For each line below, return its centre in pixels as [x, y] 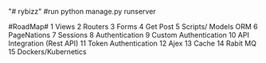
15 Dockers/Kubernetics [47, 52]
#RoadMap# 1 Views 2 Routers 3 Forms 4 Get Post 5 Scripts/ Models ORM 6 [133, 26]
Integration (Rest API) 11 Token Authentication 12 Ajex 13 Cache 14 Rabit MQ [133, 43]
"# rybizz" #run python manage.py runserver [82, 11]
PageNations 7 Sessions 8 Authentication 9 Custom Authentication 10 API [129, 35]
